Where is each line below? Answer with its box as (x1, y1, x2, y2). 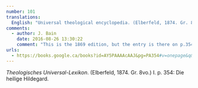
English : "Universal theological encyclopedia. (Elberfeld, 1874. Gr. (11, 19, 189, 25)
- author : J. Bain (11, 31, 57, 37)
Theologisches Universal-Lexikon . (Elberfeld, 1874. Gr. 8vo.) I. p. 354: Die (6, 69, 184, 76)
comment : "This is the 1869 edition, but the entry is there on (16, 42, 178, 48)
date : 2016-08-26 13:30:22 (16, 36, 83, 42)
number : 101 (6, 8, 35, 15)
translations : (6, 14, 41, 20)
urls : (6, 47, 19, 53)
